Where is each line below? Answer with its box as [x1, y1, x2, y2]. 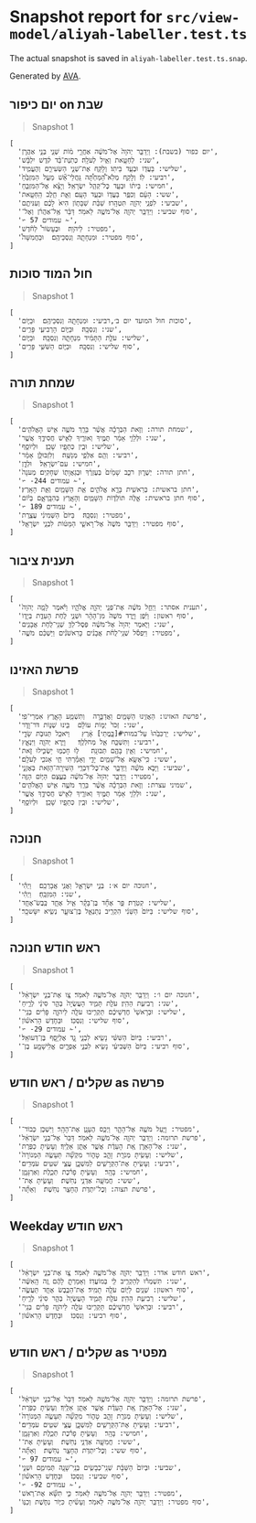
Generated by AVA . [9, 70, 81, 81]
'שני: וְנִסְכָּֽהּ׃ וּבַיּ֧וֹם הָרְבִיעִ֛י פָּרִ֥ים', [17, 325, 123, 334]
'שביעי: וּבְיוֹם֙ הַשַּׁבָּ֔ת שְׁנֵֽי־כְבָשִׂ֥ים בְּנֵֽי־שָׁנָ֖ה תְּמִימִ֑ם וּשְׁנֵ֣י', [17, 1464, 182, 1473]
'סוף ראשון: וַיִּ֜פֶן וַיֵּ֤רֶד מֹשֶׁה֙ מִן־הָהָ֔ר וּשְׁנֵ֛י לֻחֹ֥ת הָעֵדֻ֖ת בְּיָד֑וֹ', [17, 611, 195, 621]
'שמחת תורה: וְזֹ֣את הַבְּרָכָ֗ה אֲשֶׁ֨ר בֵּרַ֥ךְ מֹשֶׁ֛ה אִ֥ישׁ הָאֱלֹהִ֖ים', [17, 425, 194, 434]
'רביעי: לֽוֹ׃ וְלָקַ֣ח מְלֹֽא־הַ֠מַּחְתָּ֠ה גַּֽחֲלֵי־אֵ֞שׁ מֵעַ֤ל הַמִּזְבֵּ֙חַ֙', [17, 172, 176, 182]
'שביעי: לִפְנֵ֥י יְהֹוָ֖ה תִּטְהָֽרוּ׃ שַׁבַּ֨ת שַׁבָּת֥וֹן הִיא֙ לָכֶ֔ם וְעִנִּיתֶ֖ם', [17, 198, 189, 208]
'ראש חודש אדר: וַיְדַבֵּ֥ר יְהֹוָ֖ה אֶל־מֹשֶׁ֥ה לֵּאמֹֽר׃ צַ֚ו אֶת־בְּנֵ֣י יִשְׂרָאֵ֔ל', [17, 1269, 211, 1278]
